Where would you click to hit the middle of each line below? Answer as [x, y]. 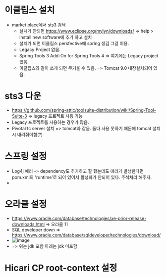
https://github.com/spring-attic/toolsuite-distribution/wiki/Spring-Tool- [84, 110]
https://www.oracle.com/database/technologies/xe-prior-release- [79, 218]
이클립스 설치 [30, 10]
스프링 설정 [26, 157]
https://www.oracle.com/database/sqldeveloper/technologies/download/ [86, 235]
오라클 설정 [26, 204]
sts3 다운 [23, 96]
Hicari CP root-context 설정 [61, 268]
